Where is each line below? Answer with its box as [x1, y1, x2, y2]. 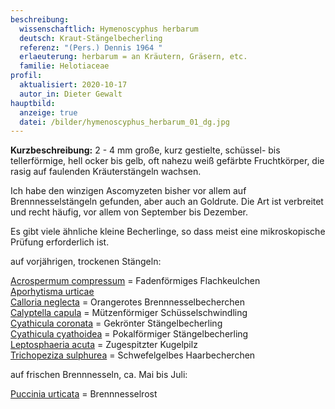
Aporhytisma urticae [10, 286, 95, 298]
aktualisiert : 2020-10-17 [19, 80, 128, 90]
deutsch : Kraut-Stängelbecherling [19, 33, 163, 43]
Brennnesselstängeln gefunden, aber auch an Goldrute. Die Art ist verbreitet [10, 196, 324, 208]
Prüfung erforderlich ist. [10, 236, 110, 248]
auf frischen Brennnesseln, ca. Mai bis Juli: [10, 369, 188, 381]
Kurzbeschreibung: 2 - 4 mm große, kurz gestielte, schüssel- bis [10, 144, 281, 156]
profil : [10, 71, 43, 81]
